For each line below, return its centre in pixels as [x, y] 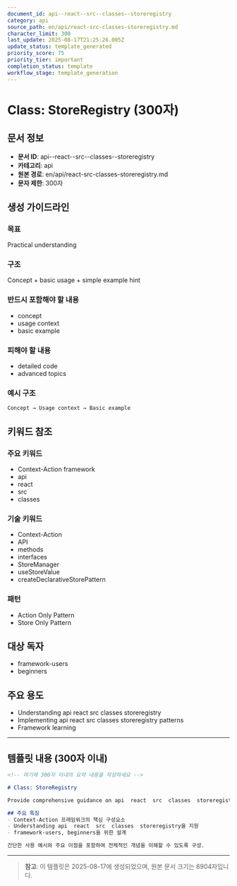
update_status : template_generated [60, 47]
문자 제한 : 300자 [40, 183]
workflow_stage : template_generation [63, 73]
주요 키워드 [25, 454]
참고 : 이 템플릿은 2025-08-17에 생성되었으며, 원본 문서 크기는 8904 [118, 867]
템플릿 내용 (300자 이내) [57, 758]
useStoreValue [38, 572]
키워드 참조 [30, 431]
